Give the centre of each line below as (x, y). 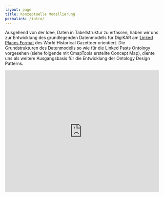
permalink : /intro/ (25, 19)
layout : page (18, 10)
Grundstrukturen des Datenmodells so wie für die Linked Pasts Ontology (78, 48)
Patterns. (14, 63)
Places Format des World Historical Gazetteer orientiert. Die (65, 43)
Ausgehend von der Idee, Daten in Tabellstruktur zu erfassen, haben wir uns (82, 33)
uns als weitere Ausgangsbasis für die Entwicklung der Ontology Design (78, 59)
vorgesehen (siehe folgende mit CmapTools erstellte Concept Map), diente (80, 53)
